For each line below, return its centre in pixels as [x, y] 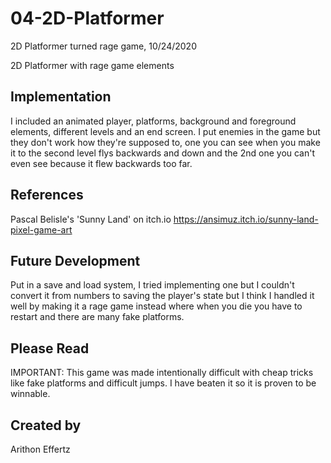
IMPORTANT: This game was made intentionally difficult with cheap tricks [162, 373]
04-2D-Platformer [87, 18]
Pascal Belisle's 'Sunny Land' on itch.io [91, 219]
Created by [46, 425]
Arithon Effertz [40, 449]
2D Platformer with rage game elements [92, 65]
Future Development [75, 260]
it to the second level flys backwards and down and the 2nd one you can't [163, 153]
